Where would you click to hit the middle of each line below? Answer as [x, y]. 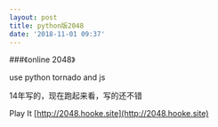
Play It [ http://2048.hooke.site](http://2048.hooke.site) [109, 114]
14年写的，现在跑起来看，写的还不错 [76, 96]
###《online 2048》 [42, 60]
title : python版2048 [47, 26]
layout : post [33, 17]
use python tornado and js [57, 77]
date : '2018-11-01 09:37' [57, 34]
